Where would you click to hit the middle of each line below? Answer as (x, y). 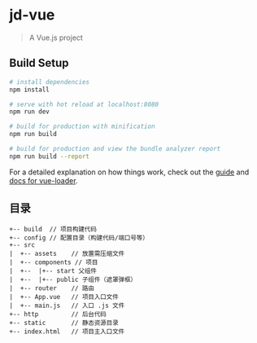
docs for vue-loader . (44, 180)
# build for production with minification (82, 127)
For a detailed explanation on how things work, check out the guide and (129, 172)
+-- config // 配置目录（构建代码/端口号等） (79, 238)
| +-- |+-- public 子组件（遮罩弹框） (73, 279)
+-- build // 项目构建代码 (53, 229)
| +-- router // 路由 (52, 288)
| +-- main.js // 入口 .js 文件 (67, 306)
